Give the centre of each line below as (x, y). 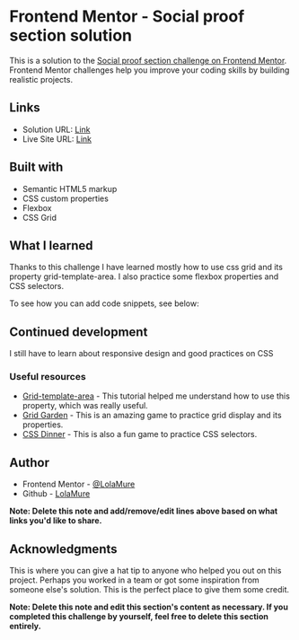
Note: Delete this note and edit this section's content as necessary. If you (149, 607)
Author (29, 463)
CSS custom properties (66, 198)
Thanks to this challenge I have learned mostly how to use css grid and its (146, 267)
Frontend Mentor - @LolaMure (79, 484)
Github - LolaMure (56, 494)
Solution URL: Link (56, 129)
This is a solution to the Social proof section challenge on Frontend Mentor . (148, 60)
